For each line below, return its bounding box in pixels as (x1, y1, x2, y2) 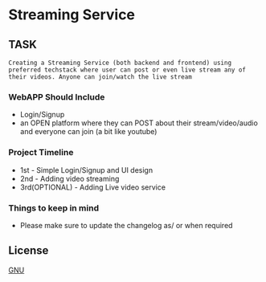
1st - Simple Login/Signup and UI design (19, 165, 153, 174)
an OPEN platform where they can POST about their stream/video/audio (19, 118, 259, 128)
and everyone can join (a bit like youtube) (19, 127, 158, 137)
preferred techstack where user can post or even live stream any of (8, 66, 247, 74)
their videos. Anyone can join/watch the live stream (8, 73, 193, 81)
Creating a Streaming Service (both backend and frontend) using (8, 59, 231, 67)
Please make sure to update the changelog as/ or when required (19, 220, 233, 230)
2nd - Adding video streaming (19, 174, 120, 183)
